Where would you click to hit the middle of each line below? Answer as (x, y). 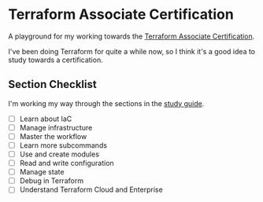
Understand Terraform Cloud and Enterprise (91, 189)
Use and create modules (59, 154)
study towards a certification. (56, 60)
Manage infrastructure (56, 127)
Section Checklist (52, 84)
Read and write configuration (67, 163)
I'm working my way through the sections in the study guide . (106, 103)
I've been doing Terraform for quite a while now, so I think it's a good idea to (132, 51)
